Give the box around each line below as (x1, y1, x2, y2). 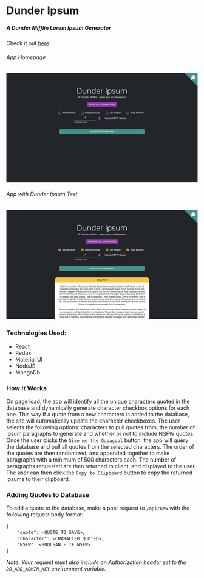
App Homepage (6, 53, 46, 61)
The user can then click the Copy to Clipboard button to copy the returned (6, 469, 193, 476)
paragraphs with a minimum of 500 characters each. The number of (6, 456, 177, 463)
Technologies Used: (6, 329, 67, 337)
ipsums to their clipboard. (6, 476, 70, 483)
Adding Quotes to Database (6, 490, 90, 499)
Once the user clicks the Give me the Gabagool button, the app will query (6, 437, 189, 444)
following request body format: (6, 511, 84, 518)
